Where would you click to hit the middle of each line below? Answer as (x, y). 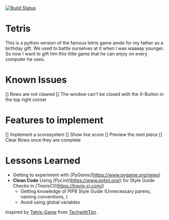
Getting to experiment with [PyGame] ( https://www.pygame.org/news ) (87, 175)
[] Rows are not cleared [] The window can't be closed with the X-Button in (85, 94)
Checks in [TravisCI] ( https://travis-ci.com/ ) (58, 186)
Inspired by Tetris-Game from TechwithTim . (51, 212)
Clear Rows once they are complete (43, 140)
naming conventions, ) (44, 196)
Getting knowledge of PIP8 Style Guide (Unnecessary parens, (86, 191)
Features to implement (54, 120)
